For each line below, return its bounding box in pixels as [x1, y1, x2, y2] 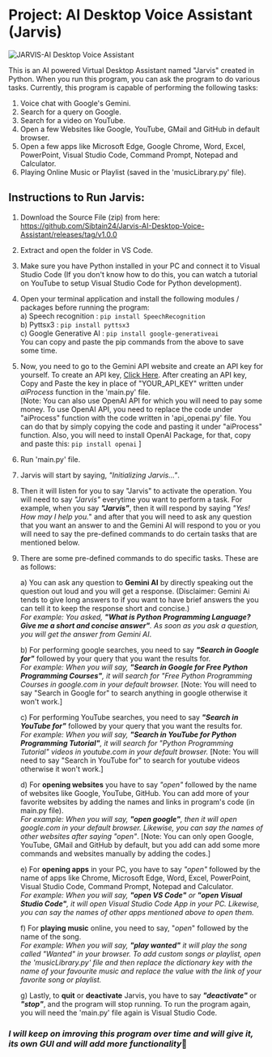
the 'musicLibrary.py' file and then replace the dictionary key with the [19, 957, 253, 967]
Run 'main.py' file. [19, 454, 81, 464]
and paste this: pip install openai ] [19, 439, 142, 448]
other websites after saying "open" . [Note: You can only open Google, [19, 831, 254, 841]
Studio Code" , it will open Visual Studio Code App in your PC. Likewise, [19, 898, 260, 909]
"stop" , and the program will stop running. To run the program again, [19, 999, 251, 1008]
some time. [19, 345, 58, 355]
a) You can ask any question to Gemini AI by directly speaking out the [19, 577, 253, 587]
